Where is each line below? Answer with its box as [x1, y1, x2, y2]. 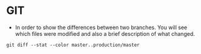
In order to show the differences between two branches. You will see [15, 24, 188, 31]
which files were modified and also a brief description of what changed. [15, 30, 196, 37]
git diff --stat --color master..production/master [6, 42, 140, 48]
